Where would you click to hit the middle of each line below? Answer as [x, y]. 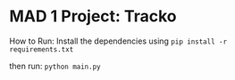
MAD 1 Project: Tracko [93, 16]
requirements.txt [42, 49]
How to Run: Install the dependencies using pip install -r [118, 41]
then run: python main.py [55, 66]
